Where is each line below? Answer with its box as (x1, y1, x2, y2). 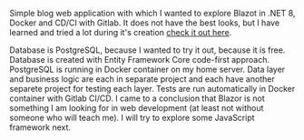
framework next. (9, 122, 71, 133)
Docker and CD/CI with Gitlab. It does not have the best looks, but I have (9, 17, 279, 28)
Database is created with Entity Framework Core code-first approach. (9, 55, 270, 65)
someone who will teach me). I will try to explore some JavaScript (9, 113, 256, 123)
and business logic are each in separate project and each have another (9, 74, 275, 85)
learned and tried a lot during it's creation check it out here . (9, 27, 232, 37)
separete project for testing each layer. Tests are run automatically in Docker (9, 84, 296, 94)
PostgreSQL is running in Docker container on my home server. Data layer (9, 64, 286, 75)
